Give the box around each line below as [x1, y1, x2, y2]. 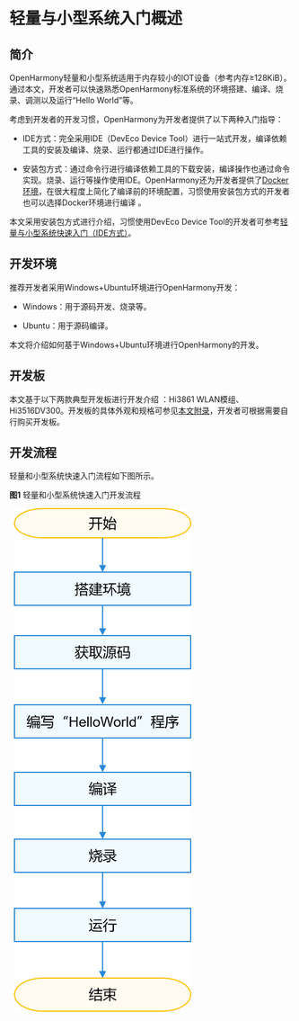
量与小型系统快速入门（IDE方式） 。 [9, 228, 136, 238]
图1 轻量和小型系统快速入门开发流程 [9, 489, 141, 500]
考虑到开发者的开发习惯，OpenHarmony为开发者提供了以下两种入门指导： [9, 114, 285, 124]
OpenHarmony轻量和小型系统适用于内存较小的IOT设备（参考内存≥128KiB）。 [9, 73, 292, 83]
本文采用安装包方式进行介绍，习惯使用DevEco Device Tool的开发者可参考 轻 [9, 217, 289, 227]
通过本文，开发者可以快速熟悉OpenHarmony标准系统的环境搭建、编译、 [9, 84, 277, 94]
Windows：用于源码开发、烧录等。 [22, 300, 152, 311]
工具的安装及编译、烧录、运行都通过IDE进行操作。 [22, 145, 209, 155]
